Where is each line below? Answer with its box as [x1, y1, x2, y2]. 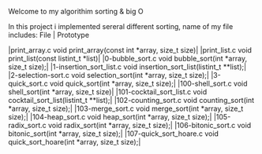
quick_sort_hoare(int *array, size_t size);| [8, 137, 141, 146]
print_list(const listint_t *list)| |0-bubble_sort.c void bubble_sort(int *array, [8, 54, 247, 63]
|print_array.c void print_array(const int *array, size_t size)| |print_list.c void [8, 46, 253, 54]
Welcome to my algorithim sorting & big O [8, 7, 144, 16]
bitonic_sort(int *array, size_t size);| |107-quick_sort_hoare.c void [8, 129, 219, 138]
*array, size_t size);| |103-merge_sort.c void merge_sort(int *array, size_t [8, 104, 244, 113]
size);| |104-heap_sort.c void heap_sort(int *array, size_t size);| [8, 112, 212, 121]
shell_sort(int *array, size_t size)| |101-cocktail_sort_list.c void [8, 87, 208, 97]
